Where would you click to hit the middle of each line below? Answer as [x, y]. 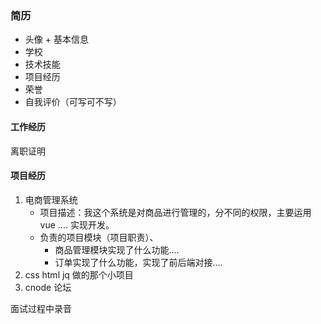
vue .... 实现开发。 [77, 224]
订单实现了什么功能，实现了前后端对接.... [138, 262]
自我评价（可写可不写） [73, 102]
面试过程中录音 [41, 308]
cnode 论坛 [48, 287]
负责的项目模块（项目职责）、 [99, 237]
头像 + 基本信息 [56, 39]
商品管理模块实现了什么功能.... [117, 249]
